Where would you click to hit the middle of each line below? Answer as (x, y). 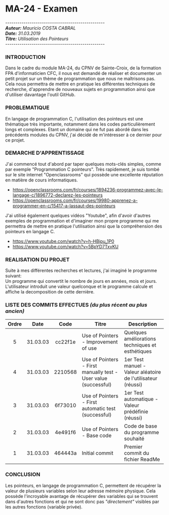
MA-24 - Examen (41, 9)
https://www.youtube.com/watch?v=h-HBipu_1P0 (63, 241)
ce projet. (15, 140)
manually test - (100, 372)
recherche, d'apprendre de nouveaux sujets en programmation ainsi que (80, 89)
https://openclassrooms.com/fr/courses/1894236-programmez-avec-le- (88, 189)
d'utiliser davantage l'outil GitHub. (40, 95)
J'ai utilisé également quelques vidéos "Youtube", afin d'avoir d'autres (78, 215)
